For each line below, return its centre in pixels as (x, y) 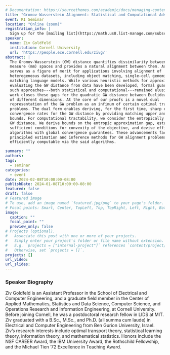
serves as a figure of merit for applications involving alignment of (86, 72)
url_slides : (18, 264)
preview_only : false (31, 227)
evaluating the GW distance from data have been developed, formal (82, 85)
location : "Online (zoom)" (34, 24)
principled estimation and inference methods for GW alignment (78, 137)
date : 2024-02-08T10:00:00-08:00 (40, 180)
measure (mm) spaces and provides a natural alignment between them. (84, 66)
